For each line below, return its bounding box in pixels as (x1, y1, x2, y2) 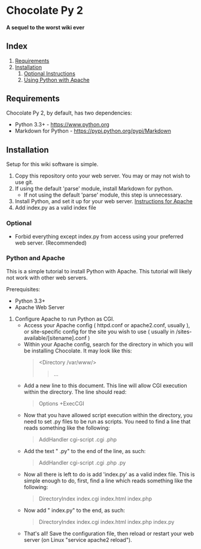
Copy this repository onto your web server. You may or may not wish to (14, 172, 190, 180)
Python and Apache (6, 254, 65, 263)
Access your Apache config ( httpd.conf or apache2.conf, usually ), (23, 321, 190, 328)
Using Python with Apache (23, 76, 90, 83)
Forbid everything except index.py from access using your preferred (14, 233, 184, 240)
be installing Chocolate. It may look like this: (23, 347, 132, 354)
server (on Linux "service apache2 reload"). (23, 536, 133, 543)
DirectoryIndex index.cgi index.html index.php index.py (38, 518, 175, 525)
